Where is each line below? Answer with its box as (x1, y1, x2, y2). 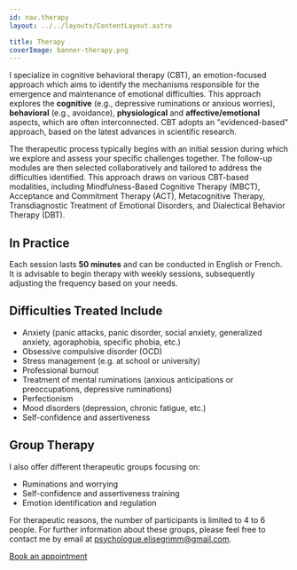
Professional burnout (21, 365, 99, 376)
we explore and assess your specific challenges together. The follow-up (9, 153, 273, 164)
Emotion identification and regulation (21, 497, 157, 508)
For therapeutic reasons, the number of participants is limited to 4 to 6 (9, 514, 266, 525)
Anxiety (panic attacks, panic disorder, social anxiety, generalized (21, 327, 263, 337)
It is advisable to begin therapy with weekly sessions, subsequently (9, 268, 255, 280)
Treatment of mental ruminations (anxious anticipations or (21, 374, 234, 384)
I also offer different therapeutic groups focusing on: (9, 461, 201, 471)
